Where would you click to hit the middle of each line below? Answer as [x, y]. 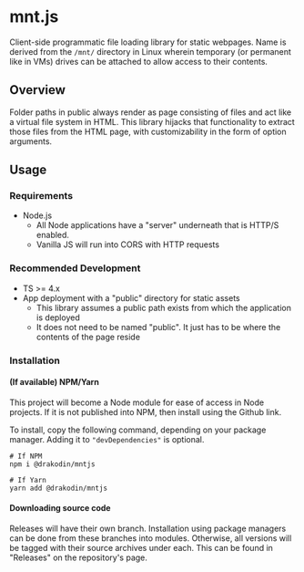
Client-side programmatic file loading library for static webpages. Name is [148, 42]
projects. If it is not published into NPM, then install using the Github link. [146, 411]
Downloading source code [60, 508]
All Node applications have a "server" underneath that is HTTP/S [157, 225]
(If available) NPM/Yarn [55, 382]
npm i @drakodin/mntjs [52, 464]
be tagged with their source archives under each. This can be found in [141, 548]
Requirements [41, 196]
